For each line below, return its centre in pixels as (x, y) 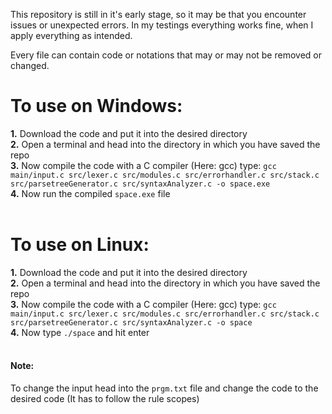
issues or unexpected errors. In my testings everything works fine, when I (162, 25)
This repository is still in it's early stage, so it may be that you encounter (158, 14)
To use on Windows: (96, 106)
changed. (30, 65)
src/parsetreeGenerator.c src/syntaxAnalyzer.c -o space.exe (140, 184)
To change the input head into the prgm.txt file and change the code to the (164, 388)
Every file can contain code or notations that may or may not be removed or (166, 55)
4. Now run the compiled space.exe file (90, 193)
